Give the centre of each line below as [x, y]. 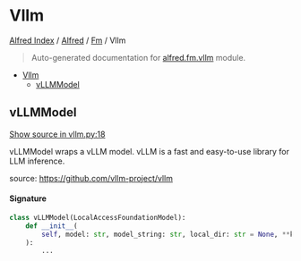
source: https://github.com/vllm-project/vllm [91, 178]
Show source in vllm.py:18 [57, 134]
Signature [28, 198]
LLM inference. [37, 161]
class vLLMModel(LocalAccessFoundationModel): [98, 217]
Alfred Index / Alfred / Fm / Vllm [68, 40]
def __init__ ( [52, 226]
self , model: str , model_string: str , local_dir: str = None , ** [166, 234]
